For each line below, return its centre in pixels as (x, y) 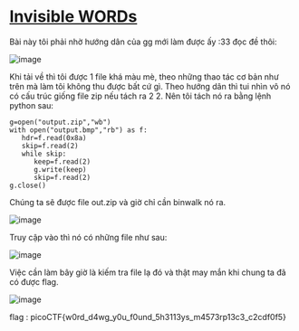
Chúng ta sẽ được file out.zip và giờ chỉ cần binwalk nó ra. (118, 202)
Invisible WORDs (73, 17)
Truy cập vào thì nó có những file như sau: (88, 237)
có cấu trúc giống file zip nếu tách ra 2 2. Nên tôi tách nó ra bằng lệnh (140, 96)
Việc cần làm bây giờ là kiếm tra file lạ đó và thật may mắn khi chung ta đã (148, 272)
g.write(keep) (60, 169)
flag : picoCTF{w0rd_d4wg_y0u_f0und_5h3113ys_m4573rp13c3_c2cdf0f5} (148, 317)
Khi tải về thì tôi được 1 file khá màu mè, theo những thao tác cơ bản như (144, 76)
